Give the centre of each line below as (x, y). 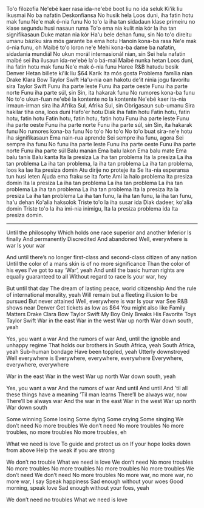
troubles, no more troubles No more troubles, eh (66, 432)
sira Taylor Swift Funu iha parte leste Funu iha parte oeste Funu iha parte (97, 86)
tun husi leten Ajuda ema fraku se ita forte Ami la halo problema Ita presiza (100, 176)
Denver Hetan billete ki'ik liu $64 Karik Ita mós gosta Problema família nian (100, 73)
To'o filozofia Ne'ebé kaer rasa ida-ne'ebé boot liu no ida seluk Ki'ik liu (95, 9)
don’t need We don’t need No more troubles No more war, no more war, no (100, 475)
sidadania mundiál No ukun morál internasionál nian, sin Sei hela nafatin (96, 54)
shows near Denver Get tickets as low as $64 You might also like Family (96, 308)
